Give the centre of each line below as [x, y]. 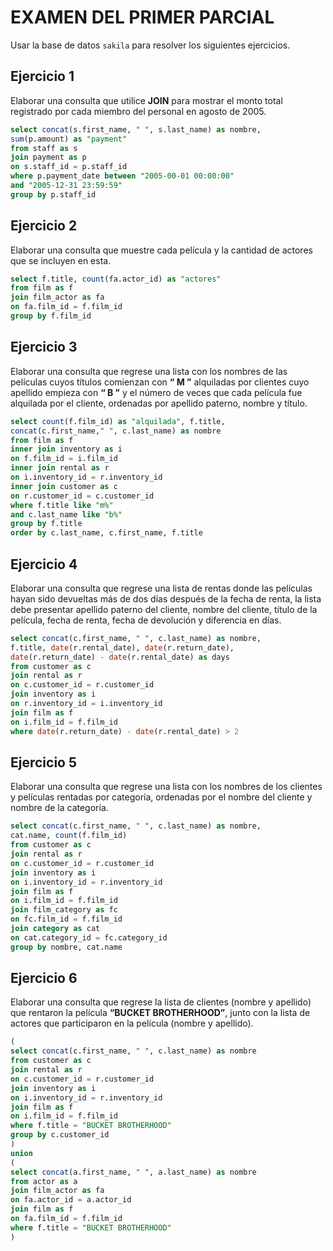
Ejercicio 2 [44, 226]
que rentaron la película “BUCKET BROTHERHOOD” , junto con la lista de [160, 1013]
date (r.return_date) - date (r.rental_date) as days [120, 657]
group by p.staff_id [53, 194]
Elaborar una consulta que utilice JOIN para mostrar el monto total [146, 100]
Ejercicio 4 [44, 564]
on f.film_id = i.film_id [64, 459]
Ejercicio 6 [44, 978]
